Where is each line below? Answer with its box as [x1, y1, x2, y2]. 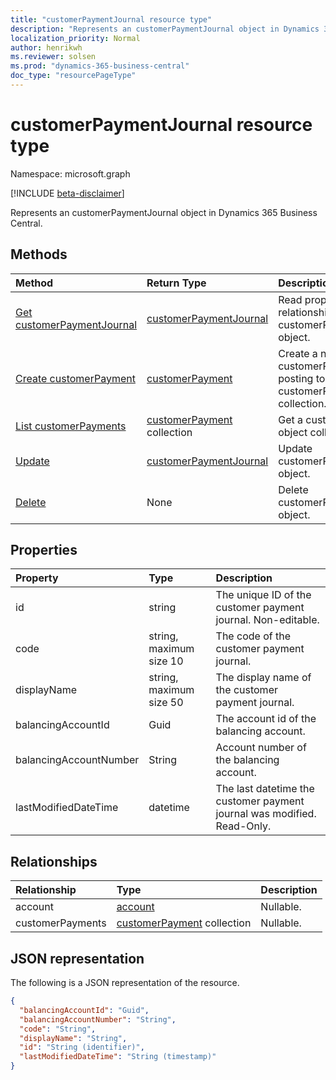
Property [15, 571, 59, 585]
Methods [10, 246, 68, 263]
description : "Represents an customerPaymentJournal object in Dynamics [10, 24, 320, 34]
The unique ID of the [215, 588, 312, 602]
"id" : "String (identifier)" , [19, 1042, 145, 1053]
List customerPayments [15, 419, 127, 433]
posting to [278, 371, 326, 385]
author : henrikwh [10, 42, 83, 53]
